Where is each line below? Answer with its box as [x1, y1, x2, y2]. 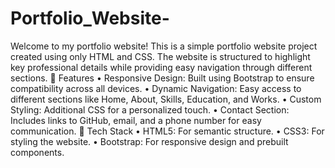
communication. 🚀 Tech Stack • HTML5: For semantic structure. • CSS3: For [10, 125, 325, 137]
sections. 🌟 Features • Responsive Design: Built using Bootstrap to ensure [10, 72, 315, 84]
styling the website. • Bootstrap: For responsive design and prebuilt [10, 135, 289, 147]
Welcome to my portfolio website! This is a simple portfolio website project [10, 40, 318, 52]
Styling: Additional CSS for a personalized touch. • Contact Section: [10, 103, 290, 116]
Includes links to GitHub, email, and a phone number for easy [10, 114, 262, 126]
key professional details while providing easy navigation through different [10, 61, 313, 73]
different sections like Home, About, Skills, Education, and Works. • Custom [10, 93, 322, 105]
